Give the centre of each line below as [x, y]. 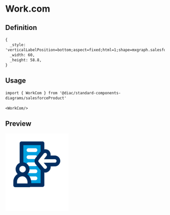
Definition [21, 28]
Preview [18, 124]
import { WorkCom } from [31, 93]
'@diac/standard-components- [90, 93]
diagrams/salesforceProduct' [36, 98]
